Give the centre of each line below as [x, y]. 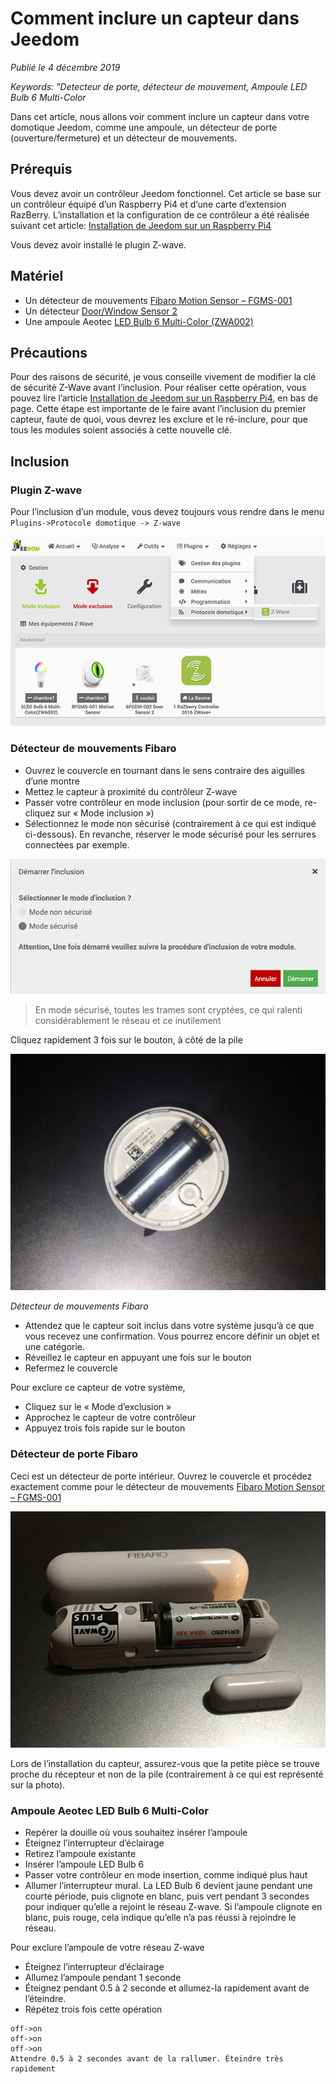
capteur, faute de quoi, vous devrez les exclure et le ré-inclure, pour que [159, 419]
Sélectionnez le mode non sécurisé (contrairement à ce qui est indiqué [170, 823]
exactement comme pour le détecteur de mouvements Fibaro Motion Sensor [168, 1486]
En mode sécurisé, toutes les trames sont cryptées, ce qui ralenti [168, 1010]
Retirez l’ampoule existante [80, 1853]
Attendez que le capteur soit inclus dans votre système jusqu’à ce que [169, 1326]
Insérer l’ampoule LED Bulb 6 [84, 1864]
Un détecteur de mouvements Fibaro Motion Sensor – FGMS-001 [158, 300]
